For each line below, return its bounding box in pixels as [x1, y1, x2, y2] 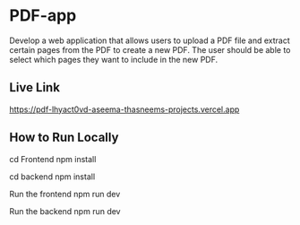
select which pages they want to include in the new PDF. [9, 54, 219, 65]
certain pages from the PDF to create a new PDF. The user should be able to [9, 44, 291, 55]
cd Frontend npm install [9, 153, 97, 164]
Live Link [9, 80, 61, 95]
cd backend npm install [9, 171, 96, 182]
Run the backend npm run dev [9, 205, 121, 216]
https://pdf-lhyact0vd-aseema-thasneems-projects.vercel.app [9, 104, 240, 115]
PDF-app [9, 5, 77, 26]
